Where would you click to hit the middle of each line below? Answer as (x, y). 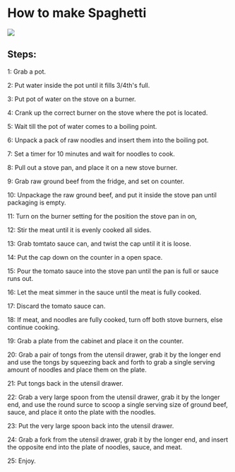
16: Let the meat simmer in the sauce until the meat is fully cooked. (104, 292)
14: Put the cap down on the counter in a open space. (85, 257)
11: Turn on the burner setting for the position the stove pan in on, (102, 216)
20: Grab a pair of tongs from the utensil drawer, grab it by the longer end (114, 355)
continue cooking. (34, 327)
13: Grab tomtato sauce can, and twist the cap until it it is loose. (100, 243)
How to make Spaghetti (77, 13)
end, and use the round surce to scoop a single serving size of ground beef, (117, 404)
